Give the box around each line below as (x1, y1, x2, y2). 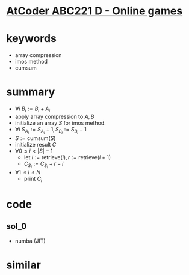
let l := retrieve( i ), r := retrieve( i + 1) (23, 153, 111, 160)
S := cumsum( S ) (14, 134, 56, 142)
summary (6, 85, 55, 99)
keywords (6, 32, 57, 46)
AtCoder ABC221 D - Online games (6, 4, 183, 18)
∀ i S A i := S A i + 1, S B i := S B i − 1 (14, 125, 87, 135)
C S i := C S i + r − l (23, 160, 64, 169)
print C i (23, 175, 42, 184)
